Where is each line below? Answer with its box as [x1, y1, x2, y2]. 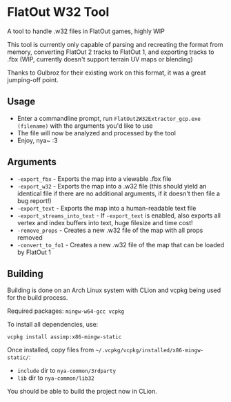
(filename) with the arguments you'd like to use [17, 122, 153, 130]
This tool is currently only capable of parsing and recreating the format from [7, 40, 223, 48]
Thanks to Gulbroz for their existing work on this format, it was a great [7, 68, 206, 77]
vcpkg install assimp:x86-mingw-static [7, 334, 122, 341]
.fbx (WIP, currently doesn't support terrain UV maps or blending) [7, 55, 193, 63]
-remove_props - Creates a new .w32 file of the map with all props [17, 226, 203, 234]
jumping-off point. [7, 75, 59, 84]
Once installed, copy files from [7, 346, 94, 354]
